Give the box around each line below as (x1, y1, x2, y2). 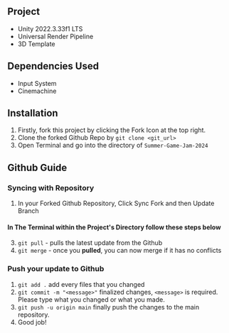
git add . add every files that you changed (17, 280, 145, 288)
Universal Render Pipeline (17, 32, 94, 40)
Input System (17, 79, 57, 87)
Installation (7, 107, 58, 119)
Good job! (17, 317, 47, 326)
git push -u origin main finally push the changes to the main (17, 302, 200, 311)
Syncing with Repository (7, 182, 95, 192)
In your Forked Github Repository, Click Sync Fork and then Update (17, 199, 215, 208)
